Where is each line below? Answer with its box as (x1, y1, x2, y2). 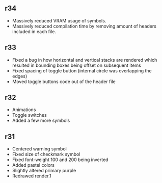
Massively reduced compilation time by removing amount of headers (12, 23, 156, 29)
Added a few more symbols (12, 117, 70, 124)
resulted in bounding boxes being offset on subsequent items (12, 62, 141, 68)
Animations (12, 107, 36, 113)
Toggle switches (12, 112, 47, 118)
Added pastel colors (12, 162, 55, 168)
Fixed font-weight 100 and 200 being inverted (12, 156, 109, 163)
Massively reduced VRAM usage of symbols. (12, 17, 106, 23)
